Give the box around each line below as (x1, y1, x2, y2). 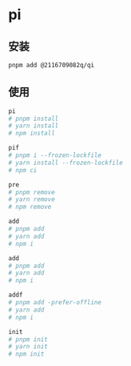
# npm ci (8, 166, 38, 174)
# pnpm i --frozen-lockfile (8, 151, 102, 159)
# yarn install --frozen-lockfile (8, 159, 124, 167)
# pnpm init (8, 335, 48, 344)
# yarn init (8, 343, 48, 351)
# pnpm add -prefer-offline (8, 299, 102, 307)
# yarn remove (8, 195, 56, 203)
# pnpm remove (8, 188, 56, 196)
